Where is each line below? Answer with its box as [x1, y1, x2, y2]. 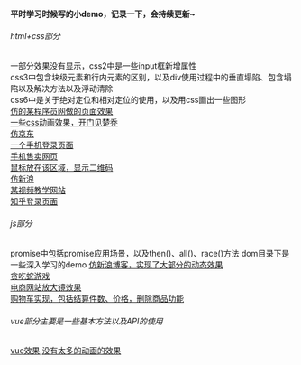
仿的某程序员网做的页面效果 [10, 105, 114, 117]
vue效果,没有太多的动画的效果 [10, 345, 122, 356]
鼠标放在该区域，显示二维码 [10, 162, 114, 173]
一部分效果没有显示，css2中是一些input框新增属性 [10, 60, 197, 71]
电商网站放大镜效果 [10, 282, 82, 293]
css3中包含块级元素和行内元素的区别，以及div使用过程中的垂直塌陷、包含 [10, 71, 285, 82]
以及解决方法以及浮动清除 [17, 82, 114, 94]
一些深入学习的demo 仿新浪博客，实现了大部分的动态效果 [10, 259, 223, 270]
